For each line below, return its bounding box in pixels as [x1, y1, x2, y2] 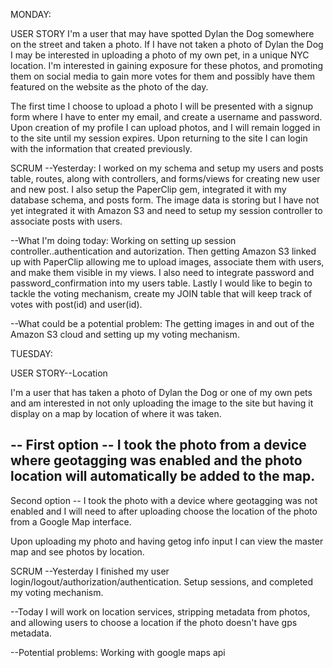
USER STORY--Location [10, 367, 108, 379]
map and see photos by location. [10, 545, 145, 558]
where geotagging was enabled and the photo [10, 452, 303, 469]
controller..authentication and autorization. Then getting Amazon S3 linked [10, 245, 317, 257]
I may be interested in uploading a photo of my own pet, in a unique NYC [10, 49, 310, 61]
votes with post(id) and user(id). [10, 299, 143, 310]
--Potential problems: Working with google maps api [10, 646, 226, 658]
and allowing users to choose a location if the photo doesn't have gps [10, 616, 298, 628]
